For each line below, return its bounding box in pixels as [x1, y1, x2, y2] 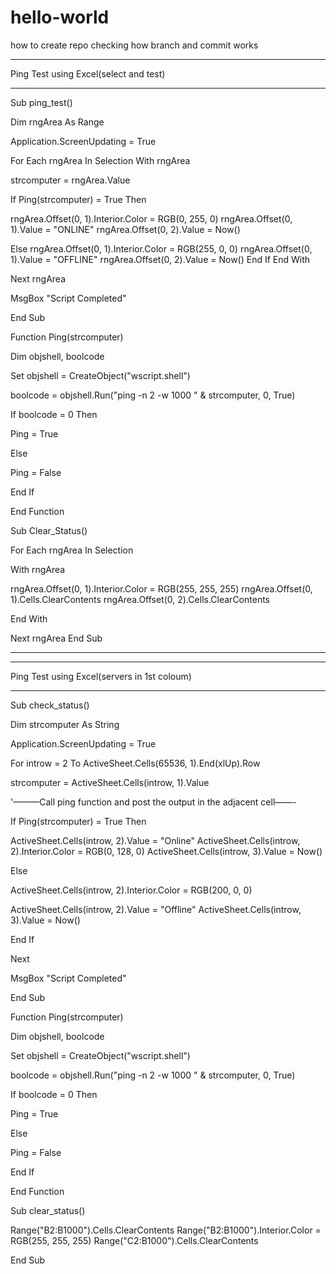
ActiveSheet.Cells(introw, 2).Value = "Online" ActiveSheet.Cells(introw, [10, 834, 301, 846]
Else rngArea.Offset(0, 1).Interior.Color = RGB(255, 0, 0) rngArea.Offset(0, [10, 242, 313, 255]
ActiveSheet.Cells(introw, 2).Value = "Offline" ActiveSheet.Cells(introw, [10, 903, 302, 915]
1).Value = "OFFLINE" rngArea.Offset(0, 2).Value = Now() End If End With [10, 253, 311, 265]
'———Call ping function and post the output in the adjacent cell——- [10, 796, 297, 808]
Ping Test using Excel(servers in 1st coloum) [10, 670, 192, 682]
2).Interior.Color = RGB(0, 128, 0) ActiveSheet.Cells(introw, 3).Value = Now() [10, 845, 323, 857]
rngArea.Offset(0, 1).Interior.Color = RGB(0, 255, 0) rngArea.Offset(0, [10, 212, 293, 225]
